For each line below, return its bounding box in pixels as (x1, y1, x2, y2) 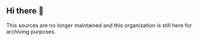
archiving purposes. (6, 28, 56, 35)
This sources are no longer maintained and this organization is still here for (6, 21, 192, 29)
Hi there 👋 (6, 6, 44, 16)
